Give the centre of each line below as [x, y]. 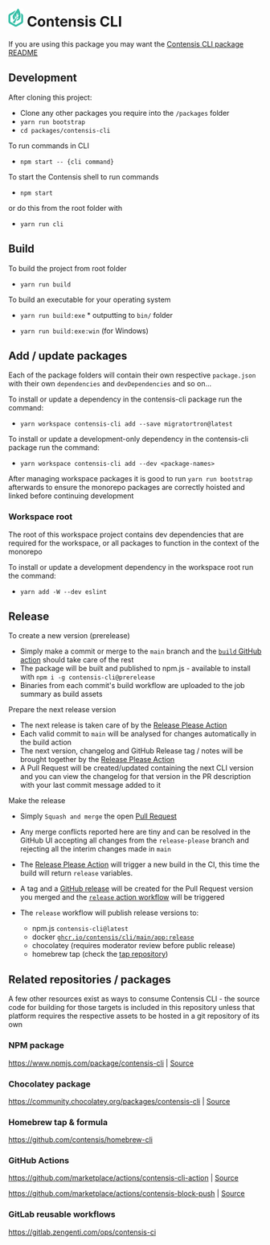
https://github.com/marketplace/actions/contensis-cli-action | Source [123, 1178]
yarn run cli [42, 224]
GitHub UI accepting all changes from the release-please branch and [134, 840]
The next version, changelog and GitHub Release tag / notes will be [131, 751]
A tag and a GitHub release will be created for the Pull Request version [136, 888]
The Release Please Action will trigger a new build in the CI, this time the [139, 864]
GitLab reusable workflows [62, 1214]
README [23, 52]
